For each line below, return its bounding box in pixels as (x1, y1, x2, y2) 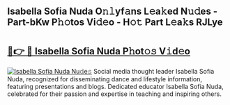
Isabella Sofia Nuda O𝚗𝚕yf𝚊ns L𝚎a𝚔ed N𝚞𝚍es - (7, 6, 218, 17)
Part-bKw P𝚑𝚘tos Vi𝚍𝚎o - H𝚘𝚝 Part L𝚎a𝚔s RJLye (7, 17, 223, 29)
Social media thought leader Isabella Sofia (93, 67, 215, 75)
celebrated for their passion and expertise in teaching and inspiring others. (7, 90, 222, 98)
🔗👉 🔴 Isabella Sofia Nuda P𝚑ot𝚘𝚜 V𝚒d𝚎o (7, 45, 190, 57)
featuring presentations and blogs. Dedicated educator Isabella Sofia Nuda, (7, 83, 224, 90)
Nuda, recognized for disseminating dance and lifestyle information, (7, 75, 203, 83)
